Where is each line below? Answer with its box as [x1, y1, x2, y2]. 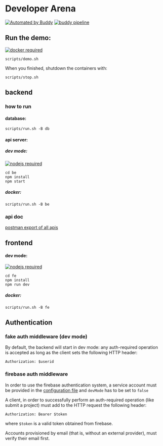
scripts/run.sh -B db [5, 126, 50, 131]
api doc [5, 213, 24, 220]
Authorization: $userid [5, 359, 54, 364]
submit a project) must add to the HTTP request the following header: [5, 402, 147, 408]
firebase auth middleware [5, 371, 68, 378]
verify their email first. [5, 435, 50, 441]
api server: [5, 137, 28, 143]
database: [5, 115, 27, 121]
